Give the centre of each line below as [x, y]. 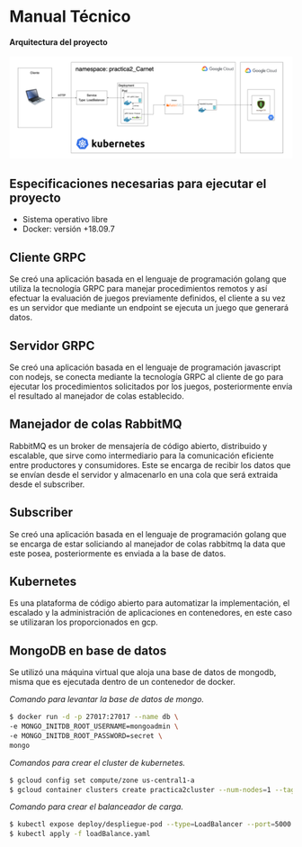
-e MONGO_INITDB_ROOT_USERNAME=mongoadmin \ [94, 726]
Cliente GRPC [48, 257]
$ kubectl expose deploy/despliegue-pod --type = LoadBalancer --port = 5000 [151, 824]
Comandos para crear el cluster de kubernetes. [98, 762]
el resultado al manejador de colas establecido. [97, 396]
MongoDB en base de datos [88, 650]
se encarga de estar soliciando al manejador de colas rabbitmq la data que [147, 544]
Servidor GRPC [52, 345]
